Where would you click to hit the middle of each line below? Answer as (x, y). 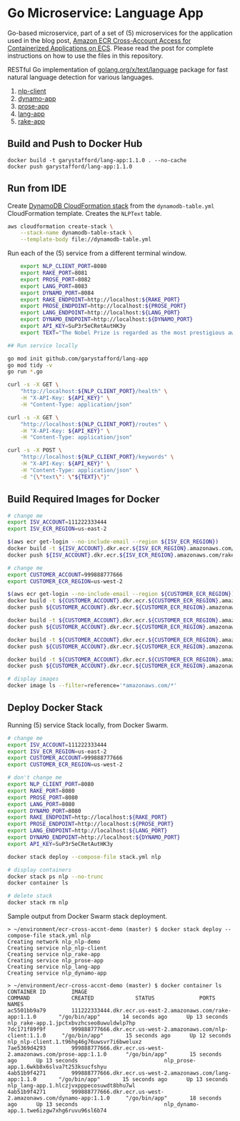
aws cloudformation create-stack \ (60, 226)
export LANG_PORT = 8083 (54, 286)
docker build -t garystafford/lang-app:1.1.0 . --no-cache (97, 160)
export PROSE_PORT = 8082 (56, 279)
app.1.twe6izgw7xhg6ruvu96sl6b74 (57, 1111)
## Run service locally (43, 345)
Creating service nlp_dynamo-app (57, 973)
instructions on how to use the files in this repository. (85, 56)
